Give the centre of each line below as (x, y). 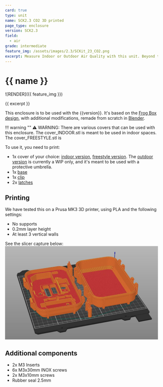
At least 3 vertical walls (35, 234)
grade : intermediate (26, 46)
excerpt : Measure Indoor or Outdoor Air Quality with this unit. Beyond (80, 56)
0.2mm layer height (31, 229)
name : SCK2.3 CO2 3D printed (34, 20)
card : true (16, 10)
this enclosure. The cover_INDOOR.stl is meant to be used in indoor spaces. (81, 133)
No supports (24, 224)
